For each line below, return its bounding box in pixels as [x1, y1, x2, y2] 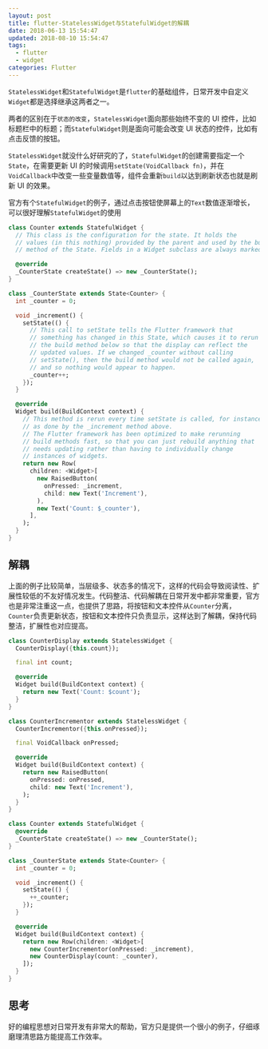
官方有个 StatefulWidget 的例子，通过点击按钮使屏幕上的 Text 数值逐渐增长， [8, 197, 254, 207]
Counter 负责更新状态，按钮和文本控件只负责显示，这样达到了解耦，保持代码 [8, 611, 258, 620]
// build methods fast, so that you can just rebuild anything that [22, 437, 255, 445]
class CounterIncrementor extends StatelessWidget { [8, 717, 187, 725]
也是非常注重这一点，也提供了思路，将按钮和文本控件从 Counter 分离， [8, 600, 237, 610]
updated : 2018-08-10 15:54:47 [8, 34, 109, 42]
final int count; [15, 659, 73, 667]
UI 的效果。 [17, 181, 55, 190]
